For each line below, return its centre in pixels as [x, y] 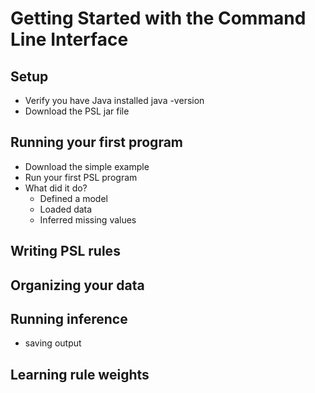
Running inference [69, 318]
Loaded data [66, 209]
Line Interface [69, 39]
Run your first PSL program [81, 177]
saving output [53, 343]
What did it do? [56, 188]
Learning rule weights [80, 374]
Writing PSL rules [65, 251]
